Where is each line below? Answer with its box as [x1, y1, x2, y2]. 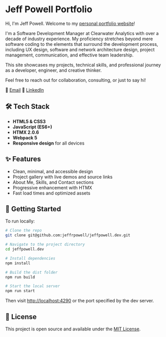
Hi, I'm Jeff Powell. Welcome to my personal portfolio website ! [5, 20, 136, 26]
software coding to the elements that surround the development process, [5, 41, 158, 47]
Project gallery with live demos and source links [12, 174, 113, 180]
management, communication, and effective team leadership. [5, 52, 134, 58]
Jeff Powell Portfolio [5, 4, 92, 15]
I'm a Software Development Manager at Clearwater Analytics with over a [5, 30, 159, 36]
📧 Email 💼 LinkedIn [5, 87, 44, 93]
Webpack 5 [12, 134, 38, 141]
